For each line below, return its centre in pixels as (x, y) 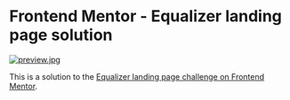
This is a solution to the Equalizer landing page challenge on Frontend (137, 76)
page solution (61, 35)
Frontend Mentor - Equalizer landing (146, 16)
